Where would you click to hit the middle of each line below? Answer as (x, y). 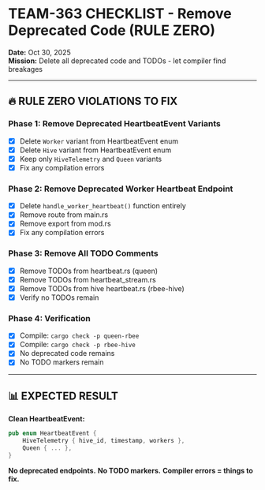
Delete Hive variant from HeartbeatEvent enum (95, 150)
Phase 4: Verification (49, 318)
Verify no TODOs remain (59, 297)
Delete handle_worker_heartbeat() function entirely (103, 206)
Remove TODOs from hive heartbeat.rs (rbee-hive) (102, 288)
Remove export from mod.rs (65, 224)
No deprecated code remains (67, 353)
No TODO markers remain (62, 362)
